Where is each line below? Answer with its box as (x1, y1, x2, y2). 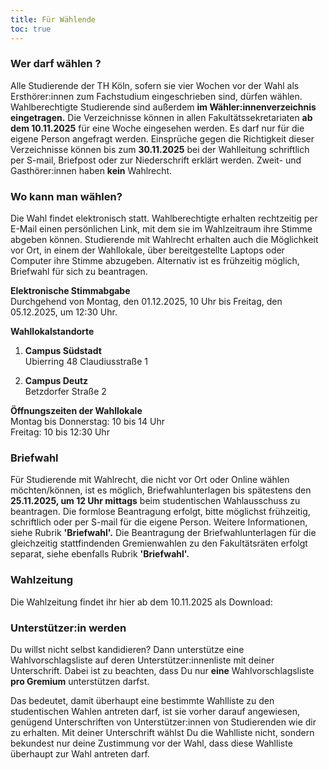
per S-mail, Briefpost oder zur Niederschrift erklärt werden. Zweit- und (10, 154, 302, 166)
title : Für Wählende (10, 14, 97, 25)
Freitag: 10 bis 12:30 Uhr (10, 426, 110, 438)
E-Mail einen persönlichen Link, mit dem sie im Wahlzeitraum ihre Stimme (10, 223, 313, 235)
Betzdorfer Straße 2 (24, 386, 107, 398)
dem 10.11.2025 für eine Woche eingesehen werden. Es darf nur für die (10, 122, 305, 134)
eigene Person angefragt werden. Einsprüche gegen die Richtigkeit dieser (10, 132, 315, 145)
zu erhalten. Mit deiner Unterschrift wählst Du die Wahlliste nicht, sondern (10, 726, 315, 738)
